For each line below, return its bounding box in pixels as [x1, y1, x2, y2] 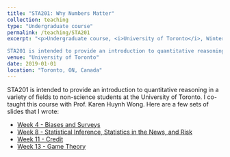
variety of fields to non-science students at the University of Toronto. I [7, 93, 206, 101]
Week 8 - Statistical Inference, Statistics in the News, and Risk [16, 128, 193, 136]
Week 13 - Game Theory [16, 142, 86, 150]
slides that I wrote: [7, 107, 60, 115]
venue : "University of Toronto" [7, 54, 99, 61]
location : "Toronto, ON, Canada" [7, 66, 103, 74]
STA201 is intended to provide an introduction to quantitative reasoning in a [7, 85, 219, 94]
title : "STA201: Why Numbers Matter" [7, 10, 115, 17]
